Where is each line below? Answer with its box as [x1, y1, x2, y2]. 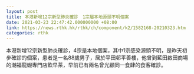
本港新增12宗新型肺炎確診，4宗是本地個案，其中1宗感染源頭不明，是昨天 [6, 47, 182, 54]
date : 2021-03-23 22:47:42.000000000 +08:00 [6, 19, 117, 25]
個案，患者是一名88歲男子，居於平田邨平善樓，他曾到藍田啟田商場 [26, 54, 189, 61]
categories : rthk [6, 30, 49, 36]
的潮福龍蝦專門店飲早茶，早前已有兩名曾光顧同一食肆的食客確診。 [6, 62, 166, 69]
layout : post [6, 8, 38, 15]
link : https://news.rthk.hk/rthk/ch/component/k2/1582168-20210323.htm [6, 24, 186, 31]
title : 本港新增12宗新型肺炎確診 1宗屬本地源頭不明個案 [6, 14, 130, 20]
